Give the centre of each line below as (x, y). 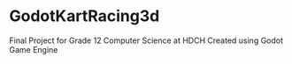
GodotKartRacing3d (85, 16)
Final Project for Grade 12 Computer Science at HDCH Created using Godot (146, 40)
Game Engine (34, 49)
